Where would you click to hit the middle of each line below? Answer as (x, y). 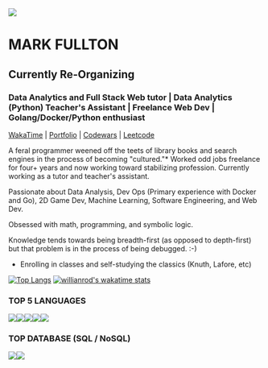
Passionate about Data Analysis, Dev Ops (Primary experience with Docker (132, 192)
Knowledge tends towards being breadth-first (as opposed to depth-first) (130, 240)
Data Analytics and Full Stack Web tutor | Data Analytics (120, 97)
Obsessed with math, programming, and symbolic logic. (101, 224)
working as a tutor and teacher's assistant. (79, 176)
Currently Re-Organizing (72, 74)
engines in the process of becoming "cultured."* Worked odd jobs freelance (134, 159)
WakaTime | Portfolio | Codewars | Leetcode (82, 134)
